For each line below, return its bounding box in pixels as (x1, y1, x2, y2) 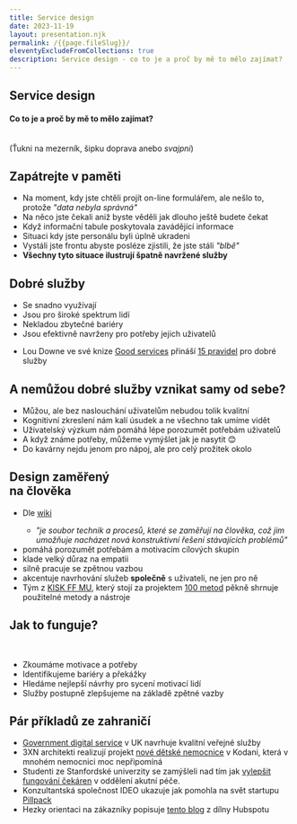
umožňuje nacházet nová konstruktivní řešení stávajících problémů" (35, 534, 288, 545)
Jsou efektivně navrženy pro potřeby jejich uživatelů (22, 329, 217, 340)
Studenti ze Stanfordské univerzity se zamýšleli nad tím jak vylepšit (22, 766, 271, 777)
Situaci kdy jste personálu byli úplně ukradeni (22, 231, 190, 242)
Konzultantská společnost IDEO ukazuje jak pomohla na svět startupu (22, 785, 280, 796)
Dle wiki (22, 507, 52, 518)
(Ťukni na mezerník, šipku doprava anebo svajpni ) (9, 143, 195, 154)
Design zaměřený (9, 469, 110, 485)
